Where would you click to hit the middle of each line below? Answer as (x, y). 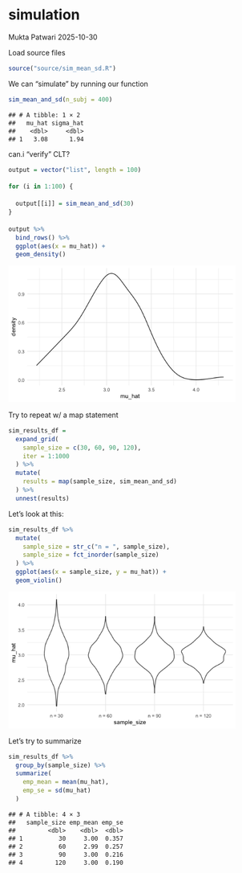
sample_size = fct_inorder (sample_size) (91, 555)
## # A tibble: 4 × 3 (44, 814)
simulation (44, 15)
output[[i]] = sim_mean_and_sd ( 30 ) (75, 204)
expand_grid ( (37, 439)
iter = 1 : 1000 (46, 456)
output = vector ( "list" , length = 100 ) (75, 170)
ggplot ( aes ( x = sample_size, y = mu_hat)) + (91, 572)
